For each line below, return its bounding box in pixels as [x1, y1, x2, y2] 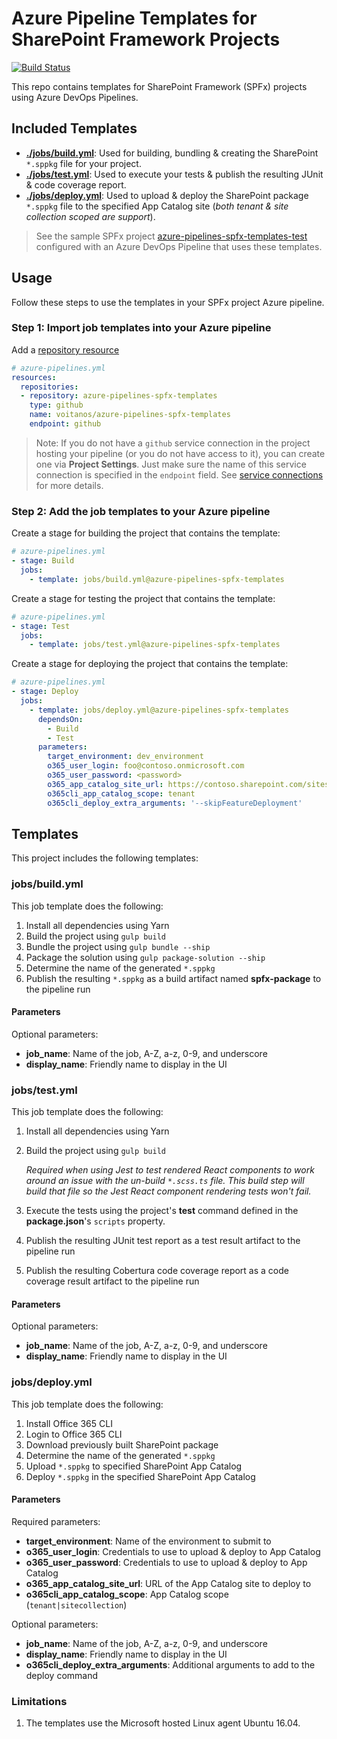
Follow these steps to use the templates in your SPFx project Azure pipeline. [11, 296, 325, 308]
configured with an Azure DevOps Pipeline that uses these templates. [35, 240, 323, 252]
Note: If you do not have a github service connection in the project [35, 437, 311, 449]
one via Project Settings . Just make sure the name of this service [35, 458, 307, 470]
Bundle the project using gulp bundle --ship [25, 940, 211, 952]
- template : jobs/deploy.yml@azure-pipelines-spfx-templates [29, 705, 289, 715]
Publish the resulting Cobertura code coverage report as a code [25, 1265, 289, 1277]
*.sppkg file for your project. [25, 157, 142, 169]
